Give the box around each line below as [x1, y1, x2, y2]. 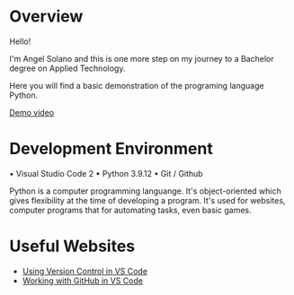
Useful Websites [9, 236, 136, 256]
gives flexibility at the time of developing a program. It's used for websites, [9, 195, 286, 205]
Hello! [9, 36, 31, 47]
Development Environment [9, 139, 213, 159]
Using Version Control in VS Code [22, 265, 148, 276]
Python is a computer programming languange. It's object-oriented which [9, 186, 281, 196]
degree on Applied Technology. [9, 63, 126, 74]
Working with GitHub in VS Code [22, 275, 144, 286]
